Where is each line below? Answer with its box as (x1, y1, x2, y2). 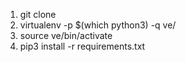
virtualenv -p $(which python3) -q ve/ (19, 19, 177, 31)
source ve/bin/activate (19, 30, 113, 41)
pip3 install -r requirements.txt (19, 40, 146, 52)
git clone (19, 9, 57, 20)
